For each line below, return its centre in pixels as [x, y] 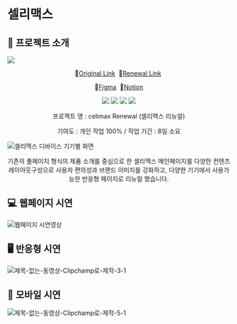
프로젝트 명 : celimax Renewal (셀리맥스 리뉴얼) [119, 116]
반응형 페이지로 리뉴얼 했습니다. [125, 179]
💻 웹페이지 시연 [40, 203]
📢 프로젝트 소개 [38, 43]
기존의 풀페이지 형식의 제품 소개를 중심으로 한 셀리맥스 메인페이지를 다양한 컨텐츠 [119, 161]
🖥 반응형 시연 [34, 249]
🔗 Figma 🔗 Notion [119, 87]
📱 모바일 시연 [34, 295]
